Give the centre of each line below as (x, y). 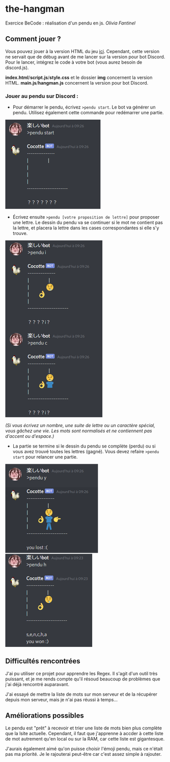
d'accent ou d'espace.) (30, 436)
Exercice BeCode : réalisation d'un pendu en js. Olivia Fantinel (70, 23)
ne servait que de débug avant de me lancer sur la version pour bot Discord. (85, 57)
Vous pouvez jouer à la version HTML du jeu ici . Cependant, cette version (82, 51)
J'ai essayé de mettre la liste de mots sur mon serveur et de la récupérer (81, 694)
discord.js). (17, 67)
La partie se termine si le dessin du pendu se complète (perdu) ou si (84, 446)
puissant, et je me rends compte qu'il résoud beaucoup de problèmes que (83, 679)
